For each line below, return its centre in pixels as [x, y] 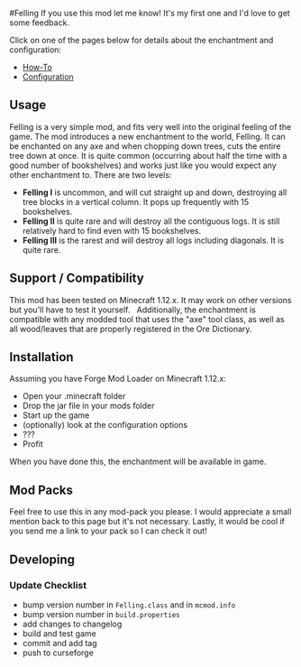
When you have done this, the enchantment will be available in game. [138, 462]
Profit [32, 444]
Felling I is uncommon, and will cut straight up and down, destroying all [155, 192]
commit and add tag [59, 643]
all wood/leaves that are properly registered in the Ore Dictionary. [131, 329]
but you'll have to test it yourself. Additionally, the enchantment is [133, 310]
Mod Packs [41, 490]
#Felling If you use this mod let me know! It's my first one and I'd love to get [150, 13]
